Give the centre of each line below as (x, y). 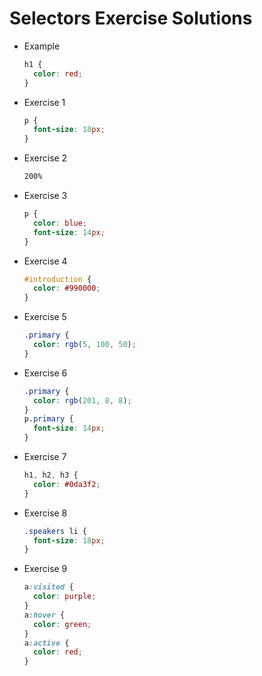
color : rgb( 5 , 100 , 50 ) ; (85, 345)
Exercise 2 (45, 158)
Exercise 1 (44, 102)
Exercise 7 (45, 457)
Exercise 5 (45, 317)
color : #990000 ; (67, 288)
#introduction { (57, 279)
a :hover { (44, 615)
